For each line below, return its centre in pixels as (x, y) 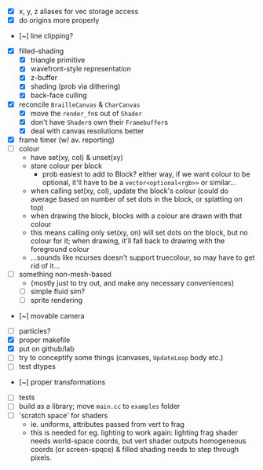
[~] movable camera (51, 316)
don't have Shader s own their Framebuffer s (99, 122)
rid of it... (45, 265)
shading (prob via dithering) (75, 86)
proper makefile (44, 340)
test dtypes (37, 366)
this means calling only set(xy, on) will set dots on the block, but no (139, 232)
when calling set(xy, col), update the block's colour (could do (130, 191)
